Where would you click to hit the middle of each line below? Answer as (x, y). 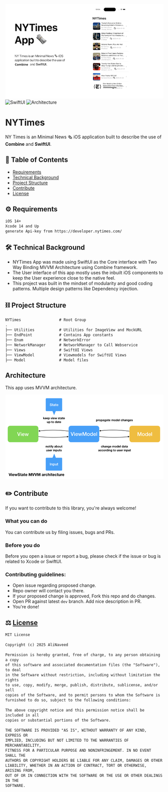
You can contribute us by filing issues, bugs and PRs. (60, 532)
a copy (12, 660)
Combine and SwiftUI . (28, 144)
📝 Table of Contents (37, 160)
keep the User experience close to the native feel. (64, 278)
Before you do (23, 545)
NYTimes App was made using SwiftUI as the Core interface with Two (85, 262)
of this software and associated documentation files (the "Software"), (83, 665)
